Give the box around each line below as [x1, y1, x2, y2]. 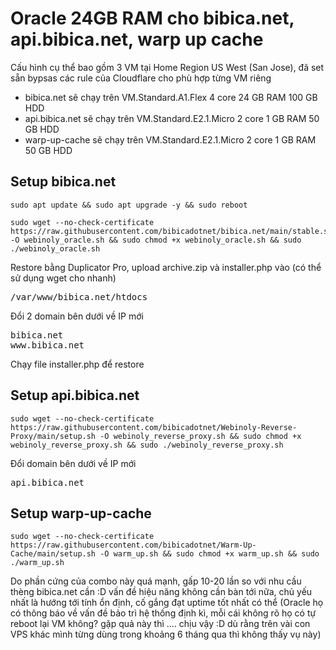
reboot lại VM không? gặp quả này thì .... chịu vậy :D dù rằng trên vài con [10, 618, 311, 630]
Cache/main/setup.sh [10, 549, 97, 559]
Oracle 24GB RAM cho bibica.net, [10, 7, 295, 30]
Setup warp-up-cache [10, 505, 152, 522]
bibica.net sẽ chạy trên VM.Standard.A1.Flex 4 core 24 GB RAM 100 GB [24, 91, 318, 103]
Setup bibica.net [10, 173, 117, 191]
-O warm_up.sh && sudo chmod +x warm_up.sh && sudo [99, 549, 320, 559]
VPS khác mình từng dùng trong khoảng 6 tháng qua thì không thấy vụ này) [10, 628, 322, 641]
